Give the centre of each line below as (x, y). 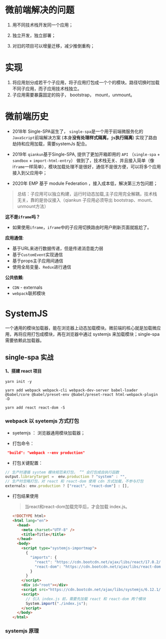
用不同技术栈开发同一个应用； (42, 25)
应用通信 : (15, 238)
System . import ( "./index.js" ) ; (57, 603)
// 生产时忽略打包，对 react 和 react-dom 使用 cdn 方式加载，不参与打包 (74, 481)
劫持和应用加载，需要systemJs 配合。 (51, 144)
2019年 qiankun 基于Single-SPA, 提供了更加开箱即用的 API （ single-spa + (86, 154)
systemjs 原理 (22, 631)
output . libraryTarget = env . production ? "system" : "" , (66, 477)
